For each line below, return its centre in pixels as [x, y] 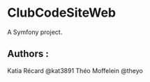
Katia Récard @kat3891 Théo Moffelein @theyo [75, 70]
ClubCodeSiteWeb [62, 13]
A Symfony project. [35, 32]
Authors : [28, 54]
